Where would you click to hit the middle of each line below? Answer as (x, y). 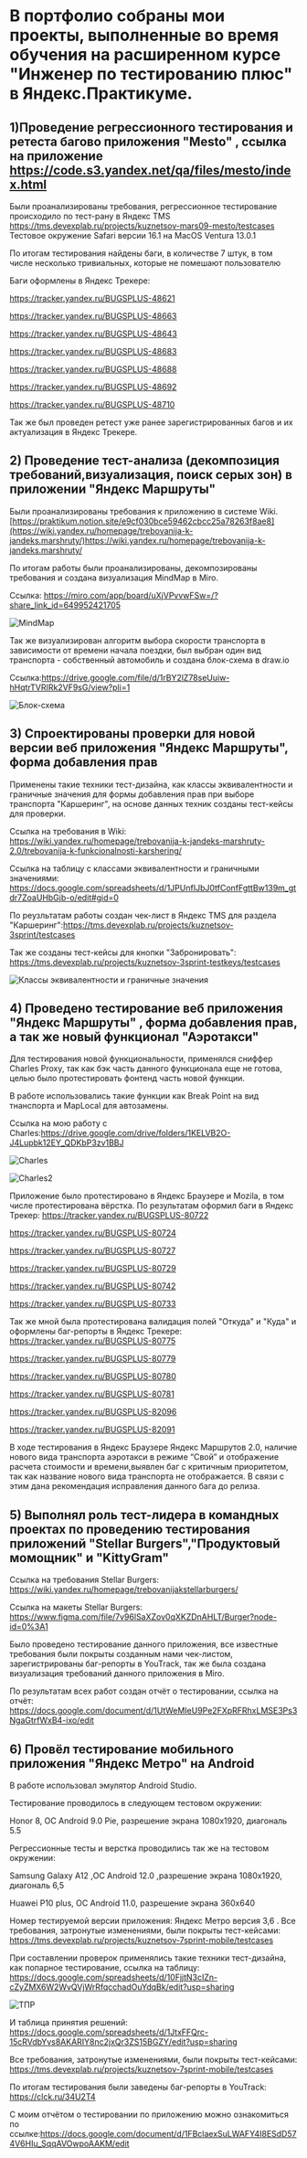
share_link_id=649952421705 (65, 605)
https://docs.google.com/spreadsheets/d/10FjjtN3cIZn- (113, 1977)
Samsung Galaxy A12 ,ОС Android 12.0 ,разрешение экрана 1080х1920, (146, 1876)
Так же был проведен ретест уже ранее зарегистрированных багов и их (152, 422)
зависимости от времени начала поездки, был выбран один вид (136, 650)
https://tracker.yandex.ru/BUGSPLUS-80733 (93, 1304)
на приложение (56, 156)
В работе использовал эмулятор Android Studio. (103, 1786)
